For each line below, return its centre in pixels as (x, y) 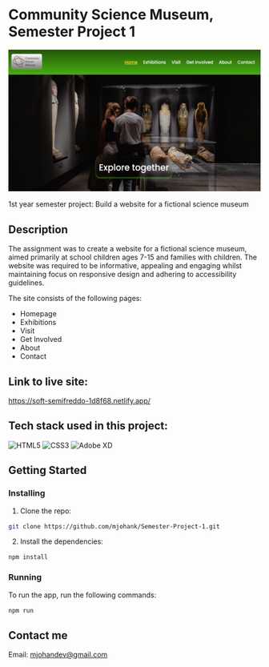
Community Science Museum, (111, 15)
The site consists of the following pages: (75, 299)
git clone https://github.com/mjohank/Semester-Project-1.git (114, 526)
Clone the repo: (46, 511)
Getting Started (48, 470)
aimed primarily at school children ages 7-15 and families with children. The (133, 257)
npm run (21, 610)
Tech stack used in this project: (88, 426)
